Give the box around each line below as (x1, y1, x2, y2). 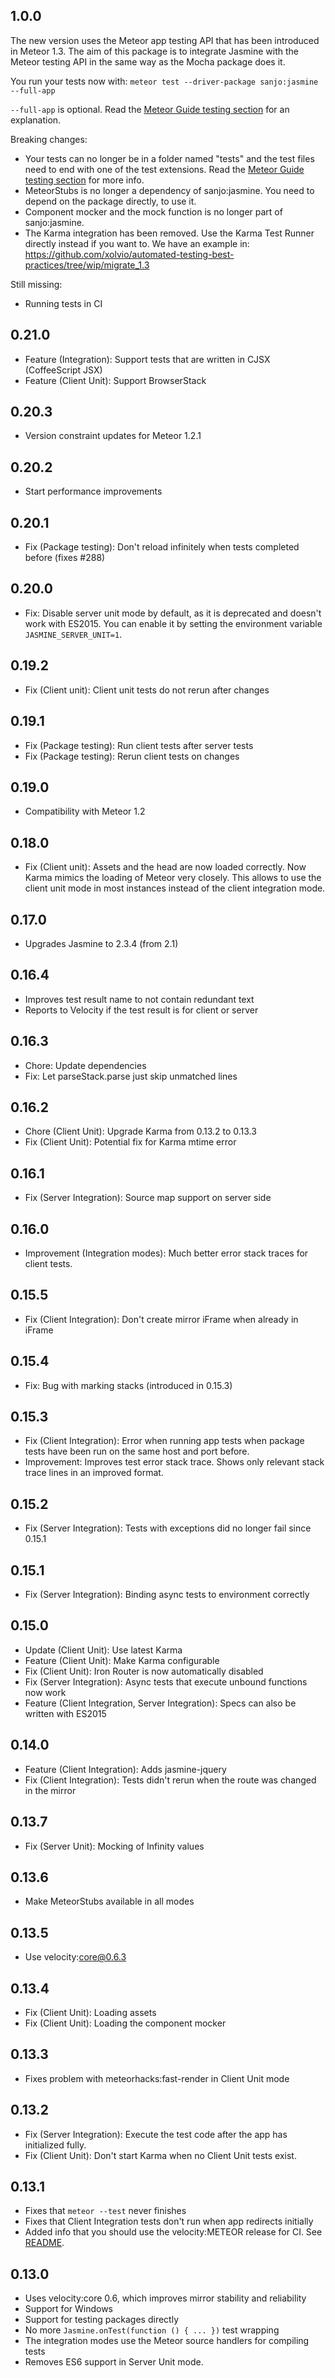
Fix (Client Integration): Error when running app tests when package (24, 1435, 305, 1447)
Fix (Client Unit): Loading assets (24, 2006, 157, 2018)
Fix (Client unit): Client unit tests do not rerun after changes (24, 684, 270, 696)
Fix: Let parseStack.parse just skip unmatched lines (24, 1070, 238, 1082)
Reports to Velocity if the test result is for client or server (24, 1004, 259, 1016)
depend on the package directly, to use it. (24, 195, 197, 207)
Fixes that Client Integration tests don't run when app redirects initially (24, 2215, 314, 2228)
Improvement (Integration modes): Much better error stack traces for (24, 1247, 309, 1259)
